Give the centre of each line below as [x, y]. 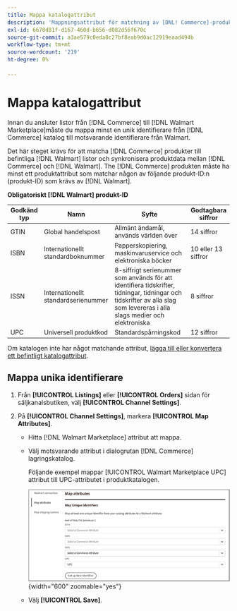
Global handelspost [72, 231]
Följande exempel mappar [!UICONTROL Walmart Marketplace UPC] [127, 472]
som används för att [144, 277]
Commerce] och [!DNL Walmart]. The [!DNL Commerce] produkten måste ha [119, 166]
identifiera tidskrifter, [145, 285]
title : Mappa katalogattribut [52, 15]
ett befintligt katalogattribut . [48, 356]
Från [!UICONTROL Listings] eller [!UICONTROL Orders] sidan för [114, 394]
